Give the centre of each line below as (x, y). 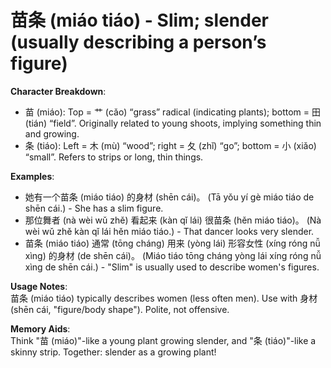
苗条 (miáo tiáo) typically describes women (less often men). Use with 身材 (164, 298)
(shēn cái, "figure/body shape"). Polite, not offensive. (120, 309)
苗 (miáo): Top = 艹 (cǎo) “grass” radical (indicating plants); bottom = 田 (173, 112)
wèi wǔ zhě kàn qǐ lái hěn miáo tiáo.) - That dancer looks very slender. (169, 231)
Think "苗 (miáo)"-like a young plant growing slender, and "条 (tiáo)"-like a (163, 340)
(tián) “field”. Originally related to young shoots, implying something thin (173, 123)
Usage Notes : (39, 286)
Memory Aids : (40, 328)
